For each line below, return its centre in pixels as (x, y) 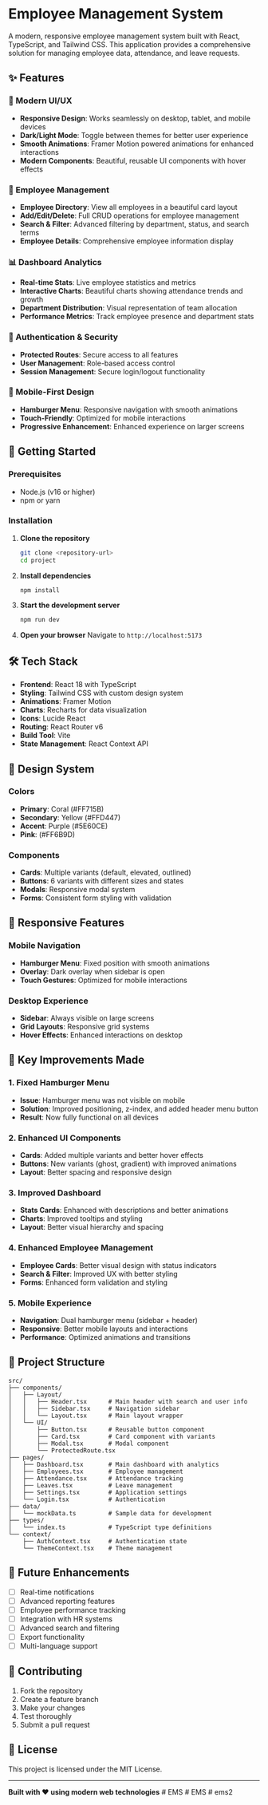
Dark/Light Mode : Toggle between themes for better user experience (134, 135)
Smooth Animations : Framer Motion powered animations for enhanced (136, 144)
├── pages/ (26, 1457)
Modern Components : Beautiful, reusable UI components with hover (133, 160)
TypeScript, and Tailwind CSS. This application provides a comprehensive (130, 44)
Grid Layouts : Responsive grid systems (85, 1027)
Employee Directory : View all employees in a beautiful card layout (128, 207)
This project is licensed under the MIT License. (85, 1769)
